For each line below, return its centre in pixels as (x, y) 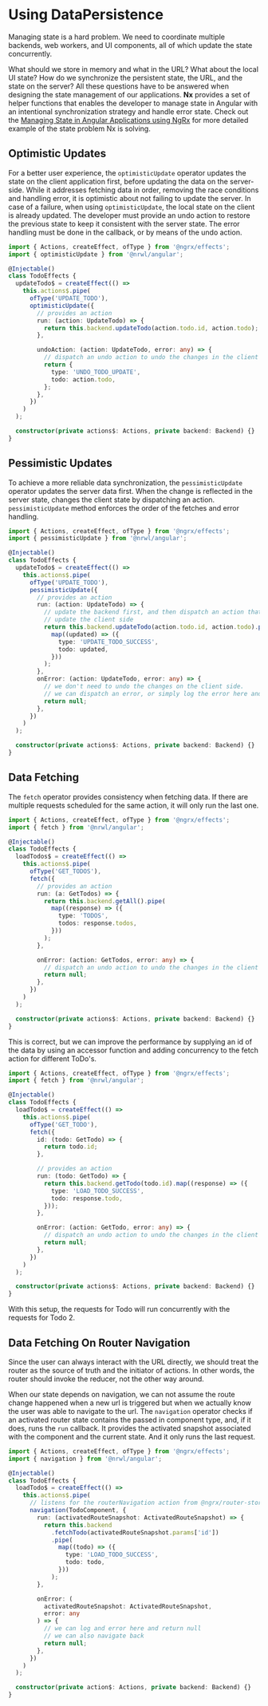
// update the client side (89, 620)
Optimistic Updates (57, 154)
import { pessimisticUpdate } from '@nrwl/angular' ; (98, 539)
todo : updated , (84, 649)
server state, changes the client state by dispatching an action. (112, 500)
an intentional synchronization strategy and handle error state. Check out (128, 111)
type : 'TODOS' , (84, 916)
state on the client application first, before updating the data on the (118, 181)
